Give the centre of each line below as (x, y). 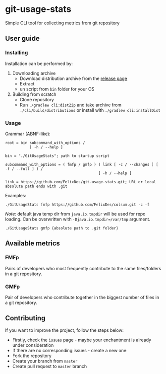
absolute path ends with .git (36, 186)
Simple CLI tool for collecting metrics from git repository (62, 23)
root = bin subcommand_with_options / (45, 143)
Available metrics (33, 244)
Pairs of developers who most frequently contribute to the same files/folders (83, 268)
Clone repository (37, 99)
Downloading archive (34, 73)
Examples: (16, 195)
